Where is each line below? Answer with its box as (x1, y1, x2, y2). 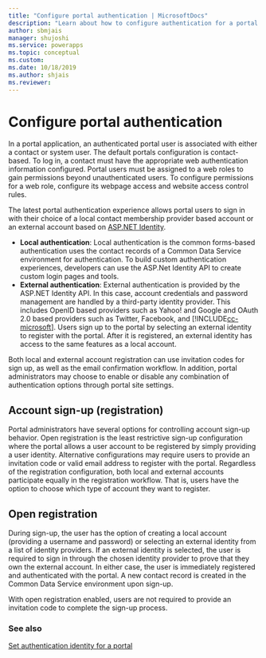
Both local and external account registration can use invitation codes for (8, 355, 245, 364)
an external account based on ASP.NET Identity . (8, 223, 166, 232)
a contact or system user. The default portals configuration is (8, 148, 209, 157)
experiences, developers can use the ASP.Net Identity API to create (19, 263, 241, 273)
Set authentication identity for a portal (8, 641, 133, 651)
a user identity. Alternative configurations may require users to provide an (8, 450, 250, 459)
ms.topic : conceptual (8, 49, 80, 57)
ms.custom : (8, 57, 45, 65)
